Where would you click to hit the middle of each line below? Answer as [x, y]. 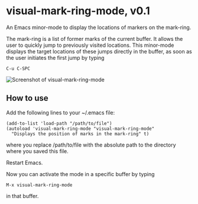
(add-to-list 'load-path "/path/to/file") [59, 123]
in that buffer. [22, 196]
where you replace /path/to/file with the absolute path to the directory [91, 145]
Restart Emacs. [25, 162]
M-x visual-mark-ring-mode [39, 185]
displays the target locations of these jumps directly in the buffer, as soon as [99, 51]
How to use [27, 98]
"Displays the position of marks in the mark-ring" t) [80, 134]
